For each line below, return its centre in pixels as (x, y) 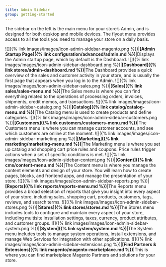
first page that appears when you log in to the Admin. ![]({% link (70, 81)
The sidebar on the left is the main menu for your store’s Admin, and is (77, 28)
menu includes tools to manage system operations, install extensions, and (81, 234)
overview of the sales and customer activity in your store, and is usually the (83, 75)
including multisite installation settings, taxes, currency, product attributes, (82, 218)
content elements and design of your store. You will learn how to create (78, 170)
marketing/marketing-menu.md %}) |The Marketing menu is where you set (83, 144)
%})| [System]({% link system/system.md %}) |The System (91, 228)
